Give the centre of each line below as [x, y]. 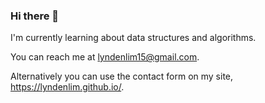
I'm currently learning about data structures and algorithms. [133, 38]
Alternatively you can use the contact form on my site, [122, 76]
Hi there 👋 [35, 16]
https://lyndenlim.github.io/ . [67, 87]
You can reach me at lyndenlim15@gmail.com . [105, 57]
